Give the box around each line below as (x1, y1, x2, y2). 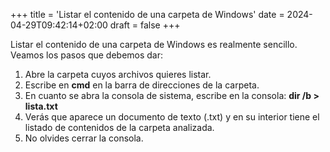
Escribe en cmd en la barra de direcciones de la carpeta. (24, 79, 260, 91)
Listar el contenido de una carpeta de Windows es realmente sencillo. (10, 39, 298, 50)
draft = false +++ (109, 19, 181, 31)
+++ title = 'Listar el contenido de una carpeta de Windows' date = (10, 9, 285, 20)
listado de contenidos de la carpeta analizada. (24, 122, 215, 133)
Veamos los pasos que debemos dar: (10, 49, 164, 61)
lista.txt (24, 100, 58, 112)
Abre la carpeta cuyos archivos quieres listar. (24, 69, 212, 80)
